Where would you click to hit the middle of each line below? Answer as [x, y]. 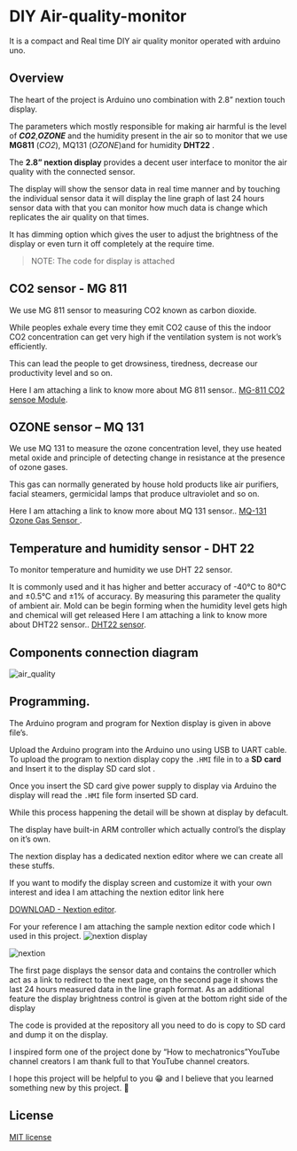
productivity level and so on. [61, 372]
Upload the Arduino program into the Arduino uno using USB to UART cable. [148, 749]
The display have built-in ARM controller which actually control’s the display [148, 829]
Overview [37, 78]
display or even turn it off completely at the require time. [112, 243]
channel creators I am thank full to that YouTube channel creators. [129, 1061]
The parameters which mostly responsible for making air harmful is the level [148, 126]
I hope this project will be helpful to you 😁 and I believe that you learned [141, 1078]
